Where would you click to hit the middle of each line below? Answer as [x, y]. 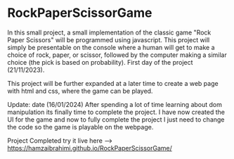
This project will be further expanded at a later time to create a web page [113, 83]
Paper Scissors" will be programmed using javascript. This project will [109, 39]
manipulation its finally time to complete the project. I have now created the [116, 112]
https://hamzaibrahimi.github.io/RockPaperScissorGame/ [90, 148]
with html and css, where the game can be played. [80, 91]
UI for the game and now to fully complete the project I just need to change [116, 119]
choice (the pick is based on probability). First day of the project [100, 62]
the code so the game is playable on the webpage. [80, 127]
